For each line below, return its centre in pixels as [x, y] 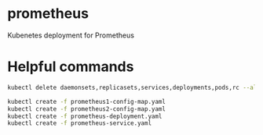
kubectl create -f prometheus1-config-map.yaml [87, 101]
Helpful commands [71, 67]
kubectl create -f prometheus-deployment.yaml [85, 116]
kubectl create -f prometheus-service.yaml [80, 123]
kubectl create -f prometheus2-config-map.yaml [87, 109]
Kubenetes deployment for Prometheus [71, 35]
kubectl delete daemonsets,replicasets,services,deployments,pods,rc [124, 87]
